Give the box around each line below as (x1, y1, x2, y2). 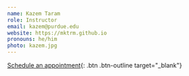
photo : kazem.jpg (7, 42, 58, 49)
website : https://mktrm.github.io (7, 29, 108, 37)
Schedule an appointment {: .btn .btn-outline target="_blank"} (7, 61, 183, 69)
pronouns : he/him (7, 36, 58, 43)
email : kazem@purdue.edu (7, 23, 79, 30)
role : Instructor (7, 17, 58, 23)
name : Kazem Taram (7, 10, 60, 17)
